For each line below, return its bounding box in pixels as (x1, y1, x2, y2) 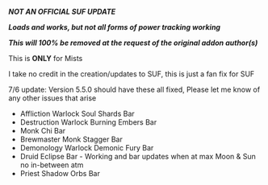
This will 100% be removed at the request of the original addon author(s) (8, 38, 258, 47)
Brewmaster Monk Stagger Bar (19, 134, 123, 144)
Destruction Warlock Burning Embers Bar (19, 117, 157, 127)
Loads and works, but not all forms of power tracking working (8, 23, 220, 31)
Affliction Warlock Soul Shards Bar (19, 109, 135, 118)
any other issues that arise (8, 93, 97, 103)
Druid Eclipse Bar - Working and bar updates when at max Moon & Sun (19, 152, 257, 161)
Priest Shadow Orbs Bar (19, 169, 101, 178)
